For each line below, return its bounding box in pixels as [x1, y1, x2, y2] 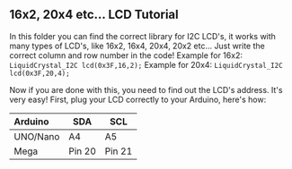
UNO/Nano [13, 130, 60, 142]
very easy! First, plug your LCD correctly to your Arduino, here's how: [9, 94, 267, 105]
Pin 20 [68, 145, 97, 157]
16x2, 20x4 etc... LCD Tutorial [9, 7, 179, 22]
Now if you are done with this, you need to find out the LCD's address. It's [9, 84, 283, 95]
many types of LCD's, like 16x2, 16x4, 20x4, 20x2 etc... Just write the [9, 40, 265, 51]
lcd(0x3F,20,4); [9, 69, 70, 78]
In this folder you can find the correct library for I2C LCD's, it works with [9, 30, 277, 41]
